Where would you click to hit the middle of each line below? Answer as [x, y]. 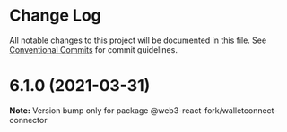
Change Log [55, 16]
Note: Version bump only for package [79, 110]
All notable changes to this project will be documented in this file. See [138, 40]
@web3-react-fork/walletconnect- [214, 110]
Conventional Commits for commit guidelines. [93, 49]
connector [28, 120]
